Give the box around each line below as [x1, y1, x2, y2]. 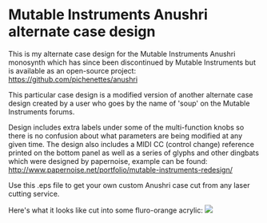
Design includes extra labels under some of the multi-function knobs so [8, 122, 245, 132]
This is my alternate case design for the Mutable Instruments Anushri [8, 49, 236, 58]
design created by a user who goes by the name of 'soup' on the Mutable [8, 98, 250, 108]
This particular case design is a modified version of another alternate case [8, 90, 253, 99]
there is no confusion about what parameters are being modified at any [8, 130, 243, 141]
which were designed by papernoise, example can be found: [8, 156, 208, 165]
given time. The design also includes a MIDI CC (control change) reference [8, 139, 254, 149]
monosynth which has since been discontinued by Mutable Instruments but [8, 58, 256, 67]
